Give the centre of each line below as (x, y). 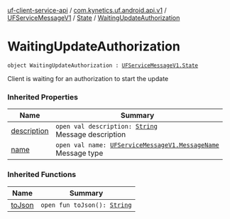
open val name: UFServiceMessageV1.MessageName (138, 145)
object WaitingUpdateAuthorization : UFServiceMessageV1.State (103, 65)
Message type (80, 154)
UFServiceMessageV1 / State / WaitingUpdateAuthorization (94, 18)
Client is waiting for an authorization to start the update (88, 78)
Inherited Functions (42, 175)
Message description (91, 134)
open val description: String (106, 127)
